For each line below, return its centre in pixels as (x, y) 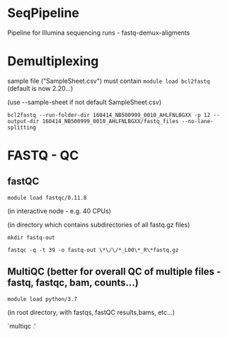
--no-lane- (198, 121)
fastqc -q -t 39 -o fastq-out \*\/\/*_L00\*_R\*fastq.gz (93, 250)
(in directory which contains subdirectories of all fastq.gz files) (99, 224)
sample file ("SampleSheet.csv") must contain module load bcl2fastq (109, 81)
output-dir (23, 121)
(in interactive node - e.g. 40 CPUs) (59, 211)
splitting (22, 127)
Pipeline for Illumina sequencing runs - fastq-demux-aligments (99, 33)
